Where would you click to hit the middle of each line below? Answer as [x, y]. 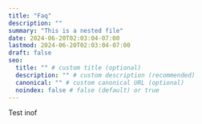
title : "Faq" [30, 16]
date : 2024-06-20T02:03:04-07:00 [64, 38]
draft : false [30, 53]
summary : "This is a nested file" [66, 30]
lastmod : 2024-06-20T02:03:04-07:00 [69, 46]
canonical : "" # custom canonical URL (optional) [100, 82]
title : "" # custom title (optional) [79, 68]
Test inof [23, 113]
